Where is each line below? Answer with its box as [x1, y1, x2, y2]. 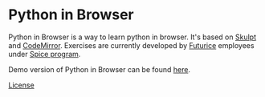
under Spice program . [8, 49, 81, 59]
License [8, 80, 35, 90]
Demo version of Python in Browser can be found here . [8, 64, 191, 74]
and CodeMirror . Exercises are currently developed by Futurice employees [8, 40, 255, 50]
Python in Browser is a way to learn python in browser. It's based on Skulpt [8, 32, 257, 42]
